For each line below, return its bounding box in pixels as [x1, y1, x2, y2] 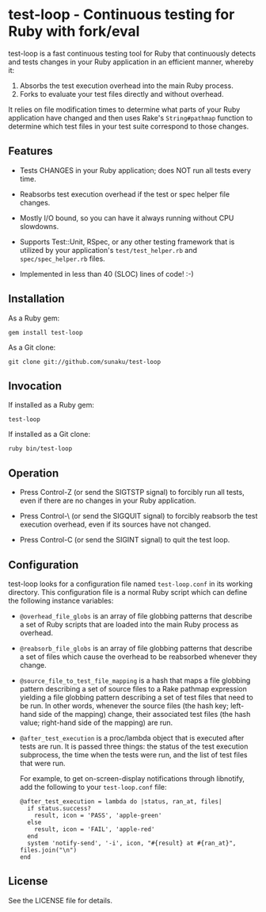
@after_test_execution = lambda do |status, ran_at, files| [19, 798, 222, 806]
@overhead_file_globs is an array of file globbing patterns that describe [19, 611, 253, 620]
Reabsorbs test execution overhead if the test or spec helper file [19, 189, 230, 199]
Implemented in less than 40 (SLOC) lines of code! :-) [19, 269, 194, 278]
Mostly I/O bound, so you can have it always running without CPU [19, 213, 234, 223]
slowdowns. [19, 221, 59, 231]
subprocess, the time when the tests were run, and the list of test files [19, 750, 248, 759]
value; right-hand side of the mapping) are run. [19, 718, 173, 727]
